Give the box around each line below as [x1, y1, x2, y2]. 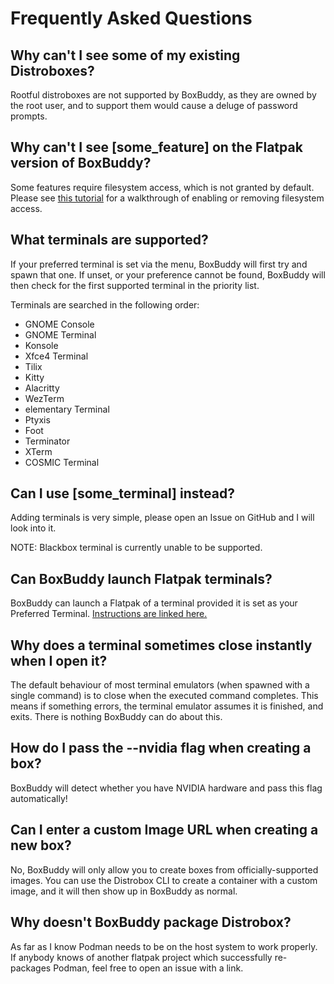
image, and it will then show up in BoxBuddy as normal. [10, 885, 238, 897]
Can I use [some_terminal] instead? [10, 485, 235, 502]
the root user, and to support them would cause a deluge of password [10, 100, 298, 111]
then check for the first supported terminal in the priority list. [10, 279, 260, 291]
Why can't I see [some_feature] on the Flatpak [10, 139, 303, 156]
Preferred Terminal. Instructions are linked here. [10, 608, 208, 620]
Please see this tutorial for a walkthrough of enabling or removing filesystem [10, 192, 325, 204]
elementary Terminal [24, 403, 110, 415]
